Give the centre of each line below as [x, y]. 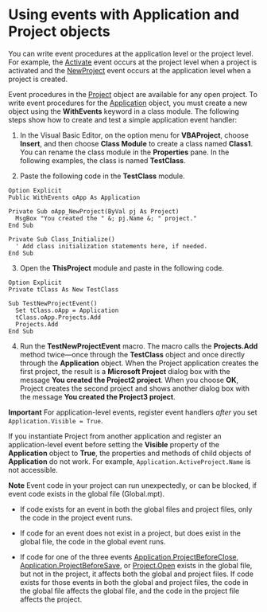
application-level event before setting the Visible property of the [114, 444]
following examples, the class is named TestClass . [103, 160]
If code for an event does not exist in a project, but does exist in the [130, 533]
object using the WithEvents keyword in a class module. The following [124, 111]
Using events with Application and [124, 15]
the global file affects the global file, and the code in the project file [130, 591]
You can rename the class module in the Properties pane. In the [124, 152]
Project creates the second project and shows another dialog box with [135, 388]
